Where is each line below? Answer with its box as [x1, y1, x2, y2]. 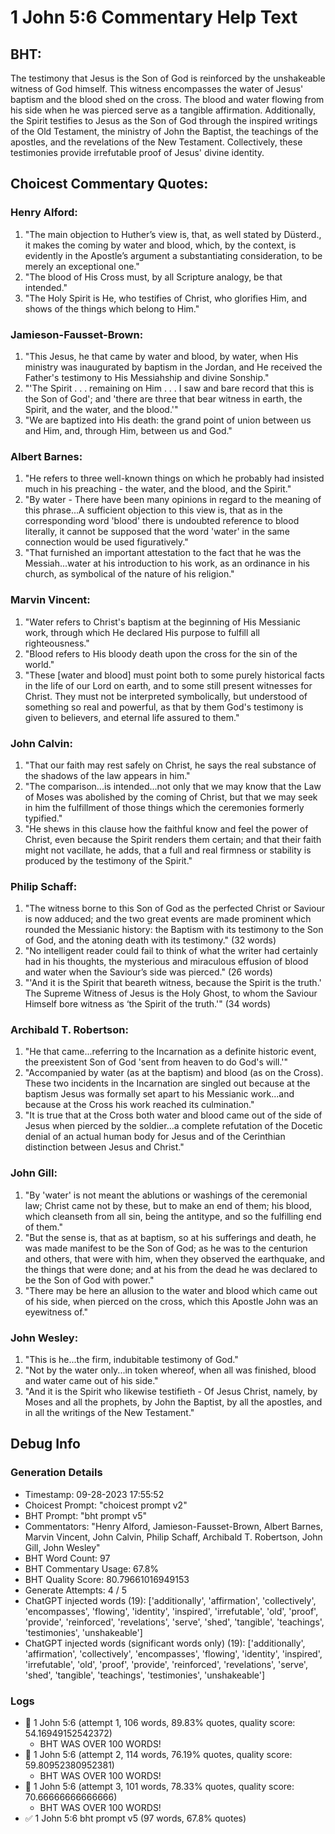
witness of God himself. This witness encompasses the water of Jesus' [10, 83, 304, 95]
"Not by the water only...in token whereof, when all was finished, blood [24, 1364, 317, 1376]
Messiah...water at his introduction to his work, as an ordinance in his [24, 557, 310, 570]
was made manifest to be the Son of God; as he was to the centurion [24, 1242, 308, 1254]
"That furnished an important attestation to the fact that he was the [24, 547, 302, 559]
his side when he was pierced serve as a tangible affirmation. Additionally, [10, 104, 317, 116]
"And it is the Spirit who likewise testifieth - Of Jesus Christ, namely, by [24, 1386, 318, 1398]
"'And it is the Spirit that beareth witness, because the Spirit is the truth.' [24, 977, 322, 989]
